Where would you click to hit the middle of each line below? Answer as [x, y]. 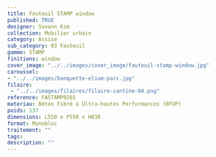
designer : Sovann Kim [39, 26]
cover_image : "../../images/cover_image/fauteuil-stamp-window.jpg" [108, 65]
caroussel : [23, 72]
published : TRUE [31, 20]
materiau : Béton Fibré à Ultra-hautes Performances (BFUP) [94, 104]
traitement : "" [29, 130]
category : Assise [32, 40]
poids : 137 [23, 110]
